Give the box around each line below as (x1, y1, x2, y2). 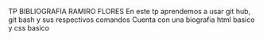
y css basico (8, 24, 50, 32)
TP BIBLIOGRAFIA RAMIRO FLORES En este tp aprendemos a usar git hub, (8, 7, 251, 16)
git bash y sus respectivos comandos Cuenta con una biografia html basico (8, 15, 256, 24)
